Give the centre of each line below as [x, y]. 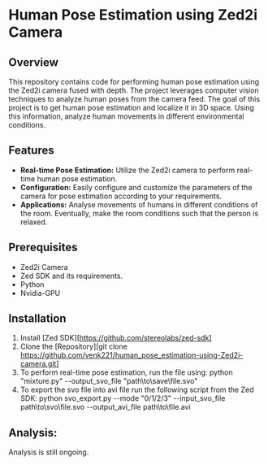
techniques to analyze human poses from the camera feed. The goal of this [134, 99]
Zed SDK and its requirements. [71, 276]
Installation [37, 319]
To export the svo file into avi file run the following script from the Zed [137, 390]
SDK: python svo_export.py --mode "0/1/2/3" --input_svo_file [123, 398]
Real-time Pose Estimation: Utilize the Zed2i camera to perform [128, 170]
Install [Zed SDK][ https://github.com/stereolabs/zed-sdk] [116, 338]
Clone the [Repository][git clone [73, 346]
